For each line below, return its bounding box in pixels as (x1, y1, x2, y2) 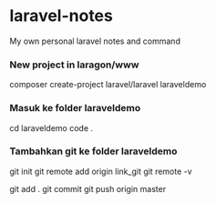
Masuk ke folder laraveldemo (9, 102, 141, 115)
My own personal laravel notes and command (9, 36, 180, 46)
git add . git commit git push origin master (9, 183, 167, 194)
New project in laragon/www (9, 58, 139, 71)
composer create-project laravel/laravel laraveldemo (9, 79, 207, 90)
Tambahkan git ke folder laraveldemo (9, 145, 178, 157)
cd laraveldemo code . (9, 122, 94, 133)
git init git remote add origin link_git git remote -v (9, 166, 193, 177)
